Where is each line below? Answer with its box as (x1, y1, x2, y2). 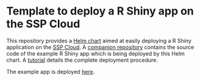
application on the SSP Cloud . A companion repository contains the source (6, 44, 195, 51)
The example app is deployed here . (6, 68, 95, 75)
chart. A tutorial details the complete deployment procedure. (6, 56, 159, 63)
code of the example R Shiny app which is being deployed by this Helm (6, 50, 185, 57)
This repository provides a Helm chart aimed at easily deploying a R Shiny (6, 37, 192, 44)
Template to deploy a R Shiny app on (6, 4, 194, 18)
